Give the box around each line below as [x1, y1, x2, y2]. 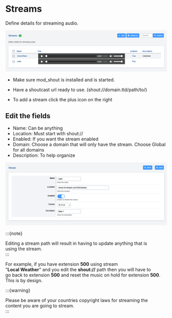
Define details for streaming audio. [5, 20, 79, 26]
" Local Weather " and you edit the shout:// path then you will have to [5, 267, 151, 273]
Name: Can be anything [12, 125, 63, 131]
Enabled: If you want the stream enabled [12, 136, 99, 142]
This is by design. [5, 278, 43, 284]
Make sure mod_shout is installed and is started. [12, 77, 115, 83]
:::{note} [5, 230, 23, 237]
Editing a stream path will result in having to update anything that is [5, 240, 147, 246]
